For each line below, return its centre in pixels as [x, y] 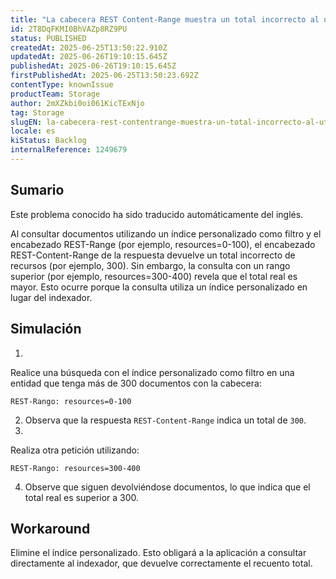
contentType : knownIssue [62, 85]
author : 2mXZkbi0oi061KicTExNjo [77, 103]
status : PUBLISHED [48, 38]
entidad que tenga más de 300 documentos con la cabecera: [136, 383]
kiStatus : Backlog [48, 141]
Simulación [46, 329]
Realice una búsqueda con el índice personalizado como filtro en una [152, 372]
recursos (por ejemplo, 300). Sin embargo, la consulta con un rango [150, 265]
